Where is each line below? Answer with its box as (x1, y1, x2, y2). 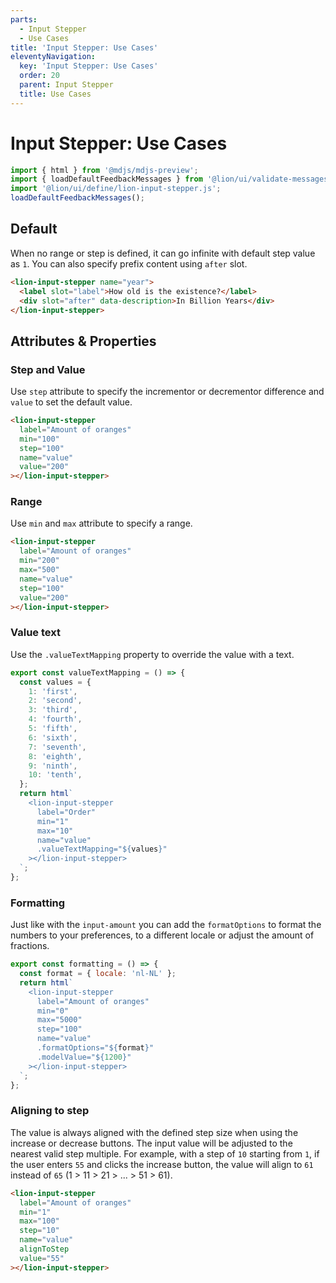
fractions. (10, 940, 50, 952)
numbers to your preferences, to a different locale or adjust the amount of (10, 929, 315, 941)
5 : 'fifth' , (28, 724, 78, 734)
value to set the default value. (10, 396, 133, 408)
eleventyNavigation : (10, 52, 97, 62)
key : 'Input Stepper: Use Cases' (19, 61, 159, 71)
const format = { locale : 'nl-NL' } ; (19, 969, 177, 979)
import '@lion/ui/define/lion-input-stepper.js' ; (10, 184, 222, 194)
